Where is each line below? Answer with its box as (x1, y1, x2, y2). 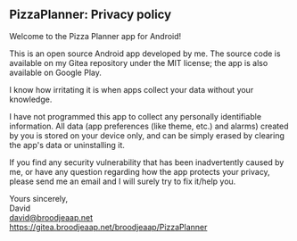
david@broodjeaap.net (9, 212, 94, 222)
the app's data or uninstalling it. (9, 139, 125, 150)
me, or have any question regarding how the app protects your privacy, (9, 166, 270, 177)
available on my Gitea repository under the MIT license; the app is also (9, 57, 268, 68)
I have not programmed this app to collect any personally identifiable (9, 111, 261, 121)
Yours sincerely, (9, 193, 69, 204)
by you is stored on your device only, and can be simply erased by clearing (9, 129, 285, 141)
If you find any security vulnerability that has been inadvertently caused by (9, 156, 285, 168)
